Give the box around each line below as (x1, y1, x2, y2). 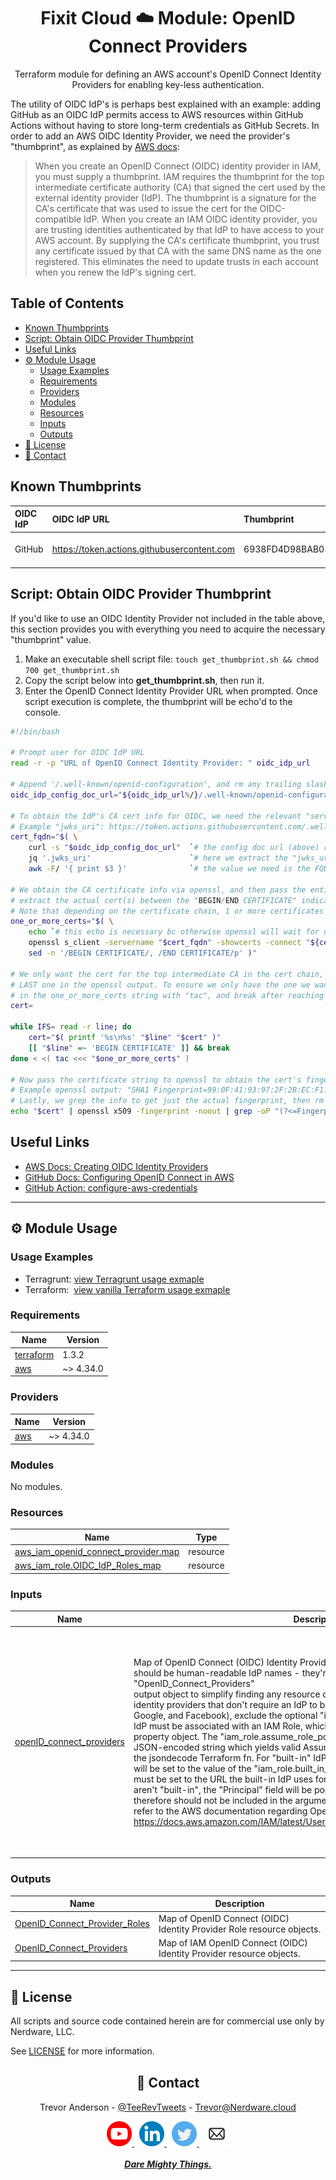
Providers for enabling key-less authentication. (71, 78, 265, 90)
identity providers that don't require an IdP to (133, 1698, 318, 1710)
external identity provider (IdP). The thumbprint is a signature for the (34, 191, 317, 204)
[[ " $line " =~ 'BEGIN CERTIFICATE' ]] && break (28, 1043, 230, 1053)
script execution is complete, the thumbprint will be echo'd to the (24, 695, 293, 707)
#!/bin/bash (10, 726, 60, 737)
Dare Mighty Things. (124, 2158, 212, 2170)
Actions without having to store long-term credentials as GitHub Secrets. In (10, 119, 320, 131)
